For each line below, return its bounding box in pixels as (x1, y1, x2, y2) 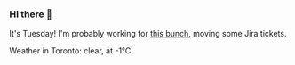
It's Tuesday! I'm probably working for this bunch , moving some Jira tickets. (9, 28, 287, 39)
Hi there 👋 (9, 8, 53, 20)
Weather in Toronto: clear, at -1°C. (9, 45, 133, 56)
